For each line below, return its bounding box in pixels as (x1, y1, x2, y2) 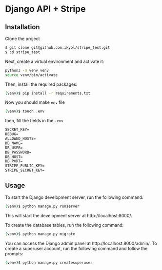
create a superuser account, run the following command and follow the (5, 245, 148, 251)
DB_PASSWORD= (5, 150, 32, 154)
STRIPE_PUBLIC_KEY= (5, 163, 45, 169)
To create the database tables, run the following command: (5, 222, 124, 228)
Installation (5, 23, 40, 31)
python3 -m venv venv (5, 68, 49, 73)
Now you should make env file (5, 99, 65, 105)
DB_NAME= (5, 140, 23, 146)
